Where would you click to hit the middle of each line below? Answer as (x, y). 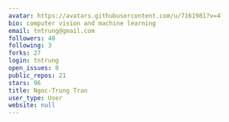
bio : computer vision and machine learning (82, 23)
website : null (32, 105)
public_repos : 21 (37, 75)
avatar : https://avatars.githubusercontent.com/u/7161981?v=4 (115, 16)
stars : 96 (25, 83)
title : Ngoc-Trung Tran (48, 90)
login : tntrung (34, 61)
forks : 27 (25, 53)
